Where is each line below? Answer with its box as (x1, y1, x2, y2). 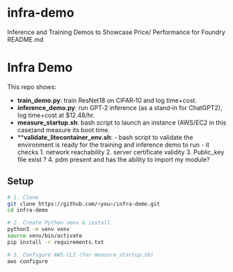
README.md (7, 35, 44, 43)
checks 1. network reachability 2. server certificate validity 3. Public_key (17, 147, 225, 156)
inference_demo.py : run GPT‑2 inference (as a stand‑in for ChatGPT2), (17, 103, 223, 112)
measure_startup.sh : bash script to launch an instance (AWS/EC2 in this (17, 118, 227, 127)
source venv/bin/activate (7, 232, 82, 239)
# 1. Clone (7, 193, 39, 201)
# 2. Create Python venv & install (7, 219, 111, 227)
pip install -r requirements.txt (7, 239, 104, 246)
